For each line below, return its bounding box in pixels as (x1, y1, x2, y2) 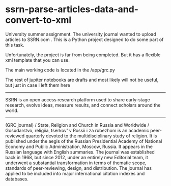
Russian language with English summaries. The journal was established (5, 148, 155, 155)
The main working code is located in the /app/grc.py (5, 67, 116, 73)
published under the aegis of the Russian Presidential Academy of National (5, 138, 162, 144)
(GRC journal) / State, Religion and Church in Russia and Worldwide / (5, 122, 149, 128)
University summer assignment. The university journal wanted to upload (5, 31, 156, 37)
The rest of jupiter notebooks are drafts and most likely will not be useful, (5, 77, 159, 83)
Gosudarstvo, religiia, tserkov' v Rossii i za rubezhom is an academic (5, 127, 149, 133)
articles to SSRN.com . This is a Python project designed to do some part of (5, 36, 164, 43)
